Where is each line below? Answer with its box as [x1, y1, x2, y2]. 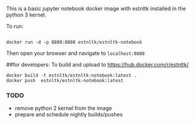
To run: [6, 23, 24, 30]
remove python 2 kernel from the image [14, 105, 112, 112]
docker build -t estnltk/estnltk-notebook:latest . [6, 73, 137, 79]
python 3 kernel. [6, 11, 46, 18]
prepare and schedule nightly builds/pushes [14, 111, 123, 118]
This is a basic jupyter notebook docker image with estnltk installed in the [6, 5, 186, 12]
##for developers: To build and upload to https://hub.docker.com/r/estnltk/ [6, 61, 189, 68]
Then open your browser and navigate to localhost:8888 [6, 50, 145, 57]
